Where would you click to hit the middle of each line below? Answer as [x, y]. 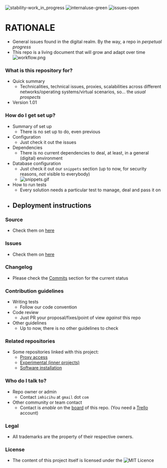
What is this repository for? [39, 70]
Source [14, 219]
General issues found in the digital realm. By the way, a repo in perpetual [87, 41]
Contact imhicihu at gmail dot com [54, 397]
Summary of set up [32, 126]
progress [22, 47]
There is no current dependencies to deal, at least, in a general [84, 153]
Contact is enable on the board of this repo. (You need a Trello [84, 407]
